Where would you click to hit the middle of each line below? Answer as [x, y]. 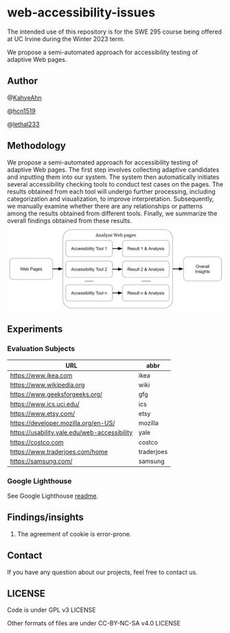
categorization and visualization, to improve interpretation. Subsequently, [111, 199]
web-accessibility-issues [81, 13]
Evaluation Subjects [41, 348]
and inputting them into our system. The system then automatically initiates [113, 177]
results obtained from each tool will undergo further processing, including [112, 191]
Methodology [37, 146]
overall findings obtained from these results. [70, 220]
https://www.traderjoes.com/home [59, 451]
